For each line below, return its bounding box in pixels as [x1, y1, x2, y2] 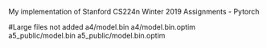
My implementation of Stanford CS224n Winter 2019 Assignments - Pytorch [8, 7, 260, 16]
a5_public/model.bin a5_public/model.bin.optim [8, 31, 166, 40]
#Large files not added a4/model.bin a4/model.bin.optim [8, 22, 195, 31]
